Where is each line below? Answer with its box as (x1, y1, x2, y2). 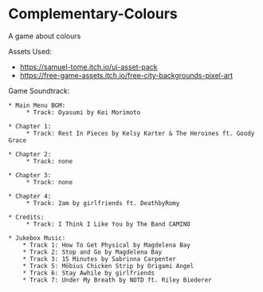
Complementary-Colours (8, 5, 178, 23)
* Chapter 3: (8, 171, 52, 180)
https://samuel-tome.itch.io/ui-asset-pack (19, 61, 158, 72)
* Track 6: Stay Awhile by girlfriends (22, 269, 155, 277)
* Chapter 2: (8, 150, 52, 158)
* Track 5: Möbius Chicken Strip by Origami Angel (22, 262, 194, 270)
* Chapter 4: (8, 192, 52, 200)
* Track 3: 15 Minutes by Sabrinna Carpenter (22, 255, 177, 263)
